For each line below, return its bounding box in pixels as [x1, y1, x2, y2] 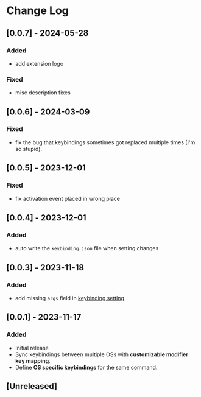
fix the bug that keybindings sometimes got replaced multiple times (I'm [15, 138, 196, 146]
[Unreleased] [6, 381, 58, 392]
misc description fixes [15, 89, 71, 96]
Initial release [15, 344, 49, 351]
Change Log [6, 4, 69, 18]
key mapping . [15, 357, 51, 364]
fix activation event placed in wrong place [15, 195, 121, 202]
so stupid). [15, 145, 43, 152]
